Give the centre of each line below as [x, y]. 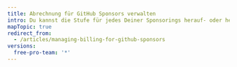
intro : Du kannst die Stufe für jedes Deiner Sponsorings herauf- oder [115, 20]
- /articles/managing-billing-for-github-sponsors [90, 40]
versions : [22, 46]
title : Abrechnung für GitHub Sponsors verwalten [82, 14]
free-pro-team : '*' [42, 53]
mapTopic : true [30, 27]
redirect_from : [30, 33]
